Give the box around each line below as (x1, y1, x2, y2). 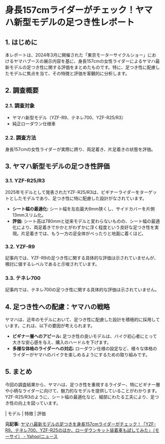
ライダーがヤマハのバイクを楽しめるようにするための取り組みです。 (12, 352, 150, 358)
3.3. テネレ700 (5, 274, 41, 281)
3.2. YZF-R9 (5, 243, 35, 250)
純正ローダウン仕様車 (12, 120, 56, 126)
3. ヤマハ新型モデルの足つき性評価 (5, 162, 110, 171)
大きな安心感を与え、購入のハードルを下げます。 (12, 339, 112, 345)
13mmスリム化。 (12, 212, 46, 218)
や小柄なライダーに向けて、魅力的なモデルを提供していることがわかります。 (5, 388, 160, 394)
